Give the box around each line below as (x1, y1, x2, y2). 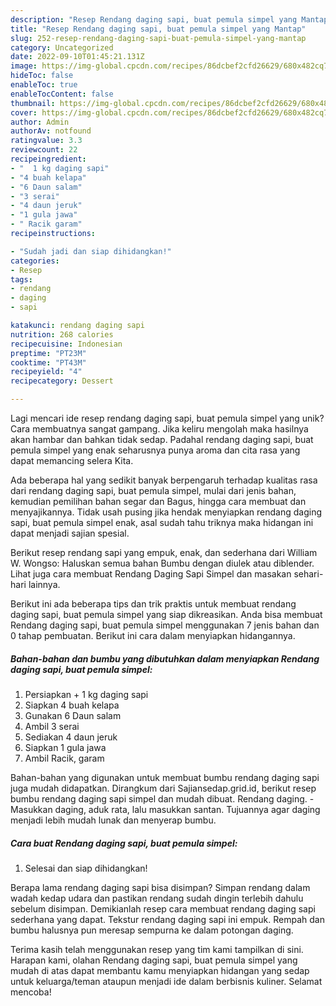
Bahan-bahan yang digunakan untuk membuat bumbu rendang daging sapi (10, 771, 320, 783)
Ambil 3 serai (24, 720, 80, 732)
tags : (10, 274, 33, 285)
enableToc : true (10, 80, 78, 90)
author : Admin (10, 117, 70, 127)
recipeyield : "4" (10, 367, 83, 377)
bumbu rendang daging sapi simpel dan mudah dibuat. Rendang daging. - (10, 792, 315, 805)
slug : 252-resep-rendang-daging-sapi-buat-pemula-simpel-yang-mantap (10, 33, 307, 43)
